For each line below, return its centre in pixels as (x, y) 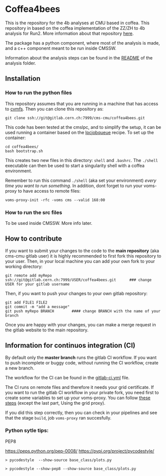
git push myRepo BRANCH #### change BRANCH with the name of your (83, 311)
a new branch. (20, 368)
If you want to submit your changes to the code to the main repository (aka (82, 251)
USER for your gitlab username (37, 284)
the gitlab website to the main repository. (47, 330)
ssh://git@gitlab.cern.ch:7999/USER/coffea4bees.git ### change (79, 280)
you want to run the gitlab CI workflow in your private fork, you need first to (82, 392)
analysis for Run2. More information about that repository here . (69, 33)
